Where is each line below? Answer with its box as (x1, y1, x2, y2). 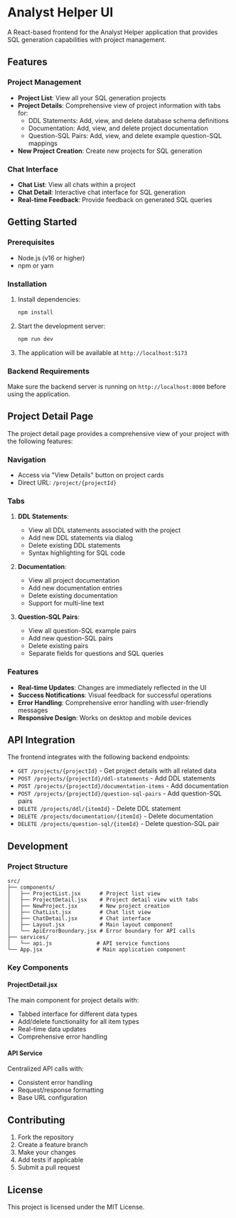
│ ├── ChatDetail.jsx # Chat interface (7, 915, 151, 922)
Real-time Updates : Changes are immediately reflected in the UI (17, 683, 207, 692)
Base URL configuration (17, 1093, 87, 1102)
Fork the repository (17, 1133, 75, 1142)
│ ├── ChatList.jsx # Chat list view (7, 909, 151, 916)
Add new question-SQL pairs (28, 634, 114, 642)
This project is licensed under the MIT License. (7, 1203, 145, 1212)
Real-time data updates (17, 1025, 87, 1034)
